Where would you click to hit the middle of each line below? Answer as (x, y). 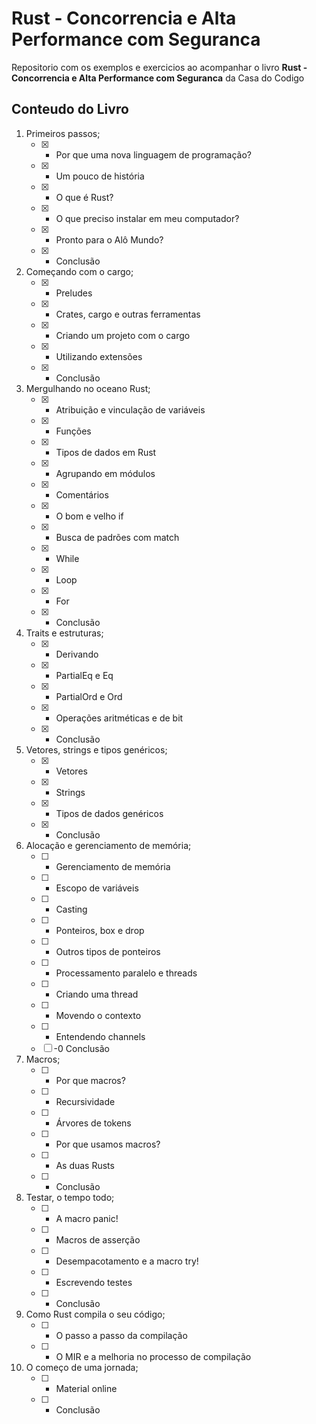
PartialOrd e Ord (89, 696)
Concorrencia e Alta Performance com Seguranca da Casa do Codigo (158, 78)
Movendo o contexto (98, 1015)
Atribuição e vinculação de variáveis (130, 409)
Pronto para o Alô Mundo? (109, 239)
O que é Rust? (84, 197)
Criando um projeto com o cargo (123, 335)
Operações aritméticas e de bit (119, 718)
